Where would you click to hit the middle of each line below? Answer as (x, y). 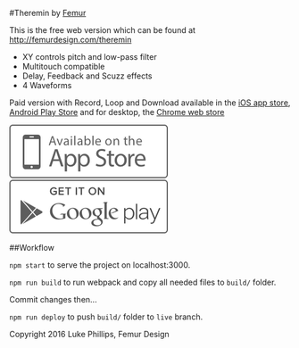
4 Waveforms (47, 85)
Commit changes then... (53, 299)
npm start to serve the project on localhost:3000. (100, 265)
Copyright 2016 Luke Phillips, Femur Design (89, 334)
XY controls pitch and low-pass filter (90, 57)
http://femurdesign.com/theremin (71, 40)
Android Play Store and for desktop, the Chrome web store (117, 112)
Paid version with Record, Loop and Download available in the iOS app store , (150, 103)
